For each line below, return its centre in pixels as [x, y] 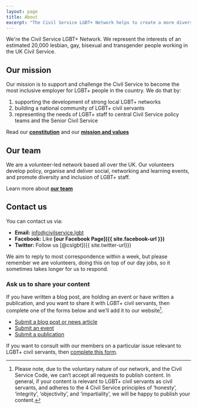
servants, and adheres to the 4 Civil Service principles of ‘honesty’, [96, 387]
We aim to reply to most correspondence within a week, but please [87, 256]
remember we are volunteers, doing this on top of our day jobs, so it [88, 263]
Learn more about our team [40, 188]
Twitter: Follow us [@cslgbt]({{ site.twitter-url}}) [73, 245]
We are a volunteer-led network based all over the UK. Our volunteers [90, 165]
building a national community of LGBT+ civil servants [79, 108]
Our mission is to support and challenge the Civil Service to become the [93, 84]
